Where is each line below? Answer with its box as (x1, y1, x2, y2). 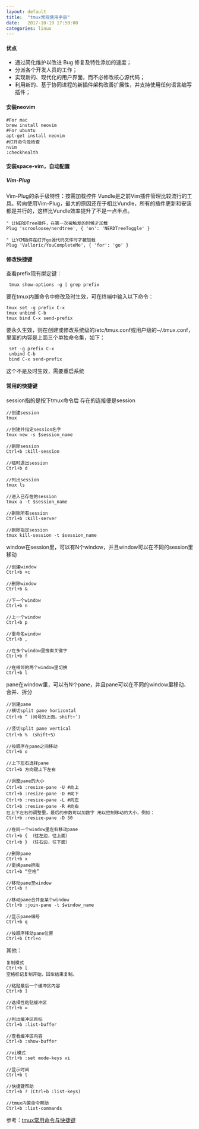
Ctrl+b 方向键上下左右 (6, 766, 56, 772)
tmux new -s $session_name (6, 431, 73, 438)
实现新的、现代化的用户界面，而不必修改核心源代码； (14, 74, 146, 81)
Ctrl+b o (6, 748, 28, 754)
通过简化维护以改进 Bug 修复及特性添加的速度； (14, 59, 132, 66)
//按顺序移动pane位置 (6, 930, 53, 936)
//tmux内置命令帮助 (6, 1100, 49, 1106)
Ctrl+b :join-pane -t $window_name (6, 902, 94, 908)
